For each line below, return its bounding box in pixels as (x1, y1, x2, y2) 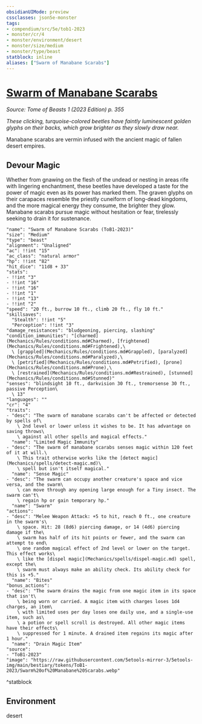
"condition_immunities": (6, 333, 69, 339)
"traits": (6, 408, 31, 414)
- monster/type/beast (6, 49, 61, 55)
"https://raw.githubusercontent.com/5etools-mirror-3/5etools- (30, 657, 194, 663)
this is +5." (6, 572, 39, 578)
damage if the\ (6, 530, 45, 536)
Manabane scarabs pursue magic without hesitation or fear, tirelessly (6, 208, 178, 216)
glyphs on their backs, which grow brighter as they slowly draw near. (6, 124, 179, 131)
